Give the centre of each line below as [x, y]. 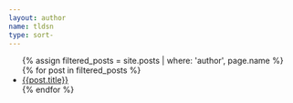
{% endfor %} [48, 90]
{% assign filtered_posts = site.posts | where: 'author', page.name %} [152, 61]
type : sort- [31, 35]
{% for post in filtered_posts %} [81, 70]
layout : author [37, 18]
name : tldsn [31, 26]
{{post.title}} [45, 80]
